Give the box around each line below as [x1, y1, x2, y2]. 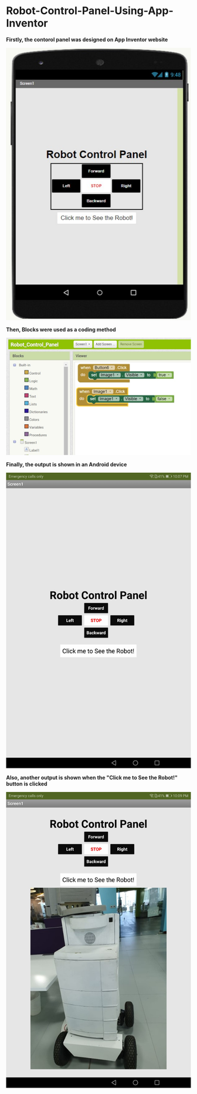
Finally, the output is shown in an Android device [6, 461, 127, 468]
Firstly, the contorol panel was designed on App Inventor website [6, 36, 168, 43]
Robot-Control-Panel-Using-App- [6, 4, 174, 18]
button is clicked [6, 780, 48, 787]
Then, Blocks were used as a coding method [6, 326, 116, 333]
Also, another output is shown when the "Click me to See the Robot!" [6, 774, 178, 781]
